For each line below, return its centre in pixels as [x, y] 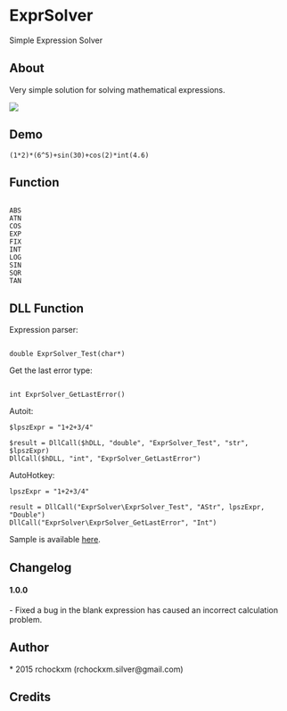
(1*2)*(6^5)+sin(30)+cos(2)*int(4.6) [79, 155]
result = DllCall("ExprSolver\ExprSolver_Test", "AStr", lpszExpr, [137, 508]
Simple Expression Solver [56, 40]
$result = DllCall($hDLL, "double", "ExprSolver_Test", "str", [129, 443]
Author [29, 648]
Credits [30, 697]
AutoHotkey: [32, 475]
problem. [26, 619]
